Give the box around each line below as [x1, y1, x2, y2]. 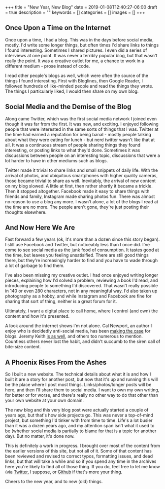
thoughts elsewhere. [5, 209, 47, 215]
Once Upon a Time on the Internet [5, 24, 111, 32]
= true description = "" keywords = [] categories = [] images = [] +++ [5, 9, 145, 15]
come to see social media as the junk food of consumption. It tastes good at [5, 247, 159, 253]
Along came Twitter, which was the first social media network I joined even [5, 115, 157, 121]
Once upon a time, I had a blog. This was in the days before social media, [5, 37, 154, 42]
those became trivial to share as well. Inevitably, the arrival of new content [5, 178, 156, 184]
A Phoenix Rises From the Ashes [5, 358, 107, 367]
